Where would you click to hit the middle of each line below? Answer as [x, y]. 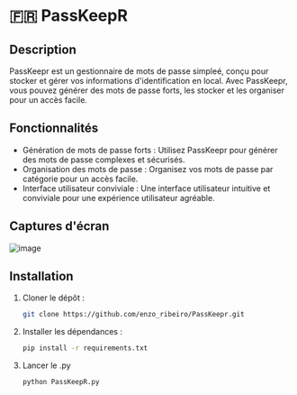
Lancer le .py [46, 365]
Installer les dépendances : [72, 332]
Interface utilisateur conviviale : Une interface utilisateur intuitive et [146, 188]
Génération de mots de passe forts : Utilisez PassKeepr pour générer [150, 150]
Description [43, 49]
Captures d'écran [59, 226]
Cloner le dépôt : [54, 298]
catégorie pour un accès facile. [80, 179]
